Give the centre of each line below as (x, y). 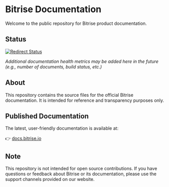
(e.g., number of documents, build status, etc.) (54, 66)
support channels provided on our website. (50, 179)
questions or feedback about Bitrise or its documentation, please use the (81, 174)
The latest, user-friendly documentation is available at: (62, 128)
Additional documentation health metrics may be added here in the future (82, 61)
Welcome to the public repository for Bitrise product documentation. (76, 23)
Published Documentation (47, 116)
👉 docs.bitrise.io (23, 138)
